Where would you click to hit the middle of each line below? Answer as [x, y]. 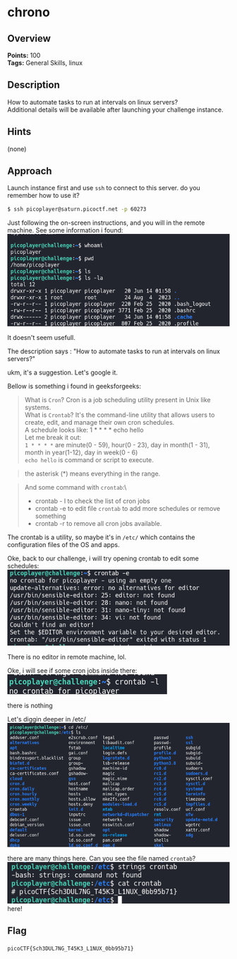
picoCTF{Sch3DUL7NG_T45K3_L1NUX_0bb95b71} [71, 948]
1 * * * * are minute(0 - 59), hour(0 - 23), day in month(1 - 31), [117, 445]
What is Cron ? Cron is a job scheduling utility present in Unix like [118, 399]
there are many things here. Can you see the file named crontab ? [102, 858]
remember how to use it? [43, 196]
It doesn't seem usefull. [42, 337]
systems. [38, 407]
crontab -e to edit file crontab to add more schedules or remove [128, 508]
